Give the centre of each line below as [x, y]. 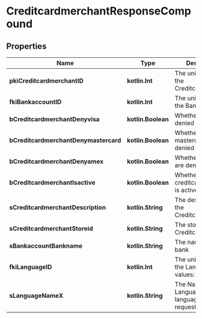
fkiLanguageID [31, 267]
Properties [26, 46]
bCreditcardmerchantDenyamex [57, 161]
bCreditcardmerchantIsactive [52, 182]
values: [185, 274]
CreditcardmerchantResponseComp [99, 11]
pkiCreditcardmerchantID [47, 81]
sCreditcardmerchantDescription [58, 207]
